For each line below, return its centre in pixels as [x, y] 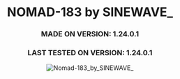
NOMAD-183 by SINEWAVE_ [90, 12]
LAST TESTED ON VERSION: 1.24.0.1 [90, 53]
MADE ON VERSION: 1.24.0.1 [90, 34]
